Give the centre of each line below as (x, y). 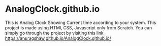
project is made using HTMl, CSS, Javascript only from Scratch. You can (79, 27)
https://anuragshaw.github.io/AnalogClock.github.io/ (58, 38)
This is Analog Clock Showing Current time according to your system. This (80, 23)
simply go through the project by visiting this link (54, 33)
